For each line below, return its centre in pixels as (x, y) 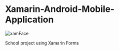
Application (29, 20)
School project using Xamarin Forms (42, 43)
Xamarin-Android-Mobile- (60, 9)
